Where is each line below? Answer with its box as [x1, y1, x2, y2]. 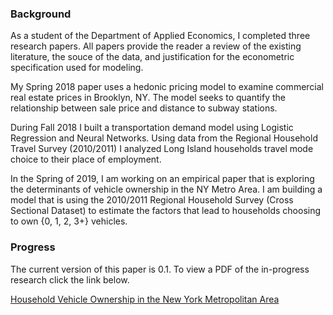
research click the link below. [10, 273, 130, 286]
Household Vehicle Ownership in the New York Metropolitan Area [10, 293, 280, 305]
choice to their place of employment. [10, 153, 162, 166]
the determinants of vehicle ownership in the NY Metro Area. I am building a [10, 183, 323, 196]
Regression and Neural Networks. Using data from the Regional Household [10, 132, 318, 144]
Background [10, 7, 72, 21]
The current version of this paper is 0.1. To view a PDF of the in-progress [10, 263, 310, 275]
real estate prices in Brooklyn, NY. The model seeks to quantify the [10, 92, 286, 104]
